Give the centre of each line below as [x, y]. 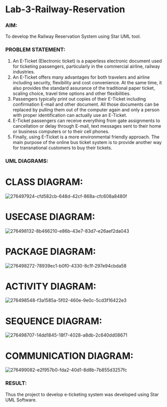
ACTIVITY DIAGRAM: [51, 286]
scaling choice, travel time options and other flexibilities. [72, 93]
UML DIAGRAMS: [27, 161]
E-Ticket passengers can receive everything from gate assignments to [86, 121]
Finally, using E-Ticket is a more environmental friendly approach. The [86, 137]
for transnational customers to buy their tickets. [62, 148]
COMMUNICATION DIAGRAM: [69, 356]
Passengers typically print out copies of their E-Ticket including [79, 99]
